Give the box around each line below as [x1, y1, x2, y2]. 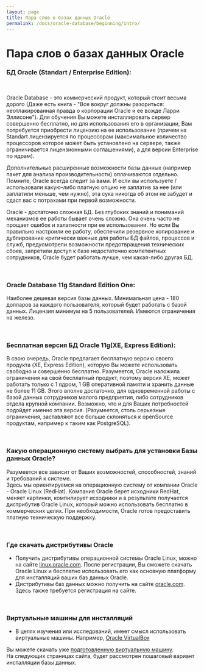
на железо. [6, 314, 35, 321]
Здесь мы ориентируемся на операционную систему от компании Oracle [6, 481, 198, 488]
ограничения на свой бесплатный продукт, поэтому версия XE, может [6, 374, 191, 382]
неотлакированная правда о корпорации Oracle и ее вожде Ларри [6, 107, 180, 114]
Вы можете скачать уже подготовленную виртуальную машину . [6, 646, 174, 653]
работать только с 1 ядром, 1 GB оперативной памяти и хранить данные [6, 381, 194, 388]
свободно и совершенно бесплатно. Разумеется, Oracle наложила [6, 368, 180, 375]
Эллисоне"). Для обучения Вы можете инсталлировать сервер [6, 113, 171, 121]
